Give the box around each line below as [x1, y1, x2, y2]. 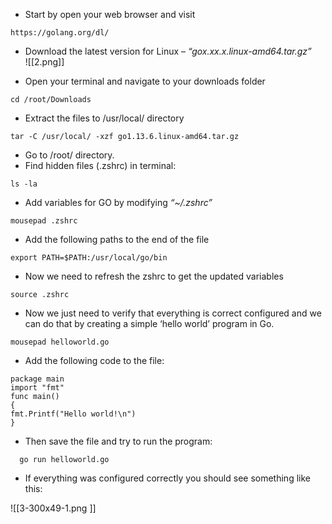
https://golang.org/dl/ [10, 28, 110, 38]
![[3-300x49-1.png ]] [10, 502, 97, 514]
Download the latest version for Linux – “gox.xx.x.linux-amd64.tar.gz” [24, 45, 312, 57]
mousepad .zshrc [10, 216, 78, 226]
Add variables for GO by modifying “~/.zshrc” [24, 197, 213, 208]
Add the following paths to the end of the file [24, 234, 210, 245]
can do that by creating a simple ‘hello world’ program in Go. [24, 318, 275, 329]
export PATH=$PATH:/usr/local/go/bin [10, 253, 168, 263]
